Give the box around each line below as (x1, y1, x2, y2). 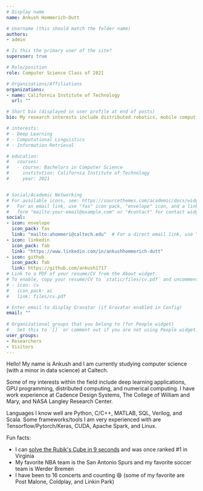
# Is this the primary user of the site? (6, 48, 112, 54)
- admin (6, 37, 26, 43)
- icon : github (6, 254, 45, 260)
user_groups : (6, 332, 39, 338)
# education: (6, 153, 39, 159)
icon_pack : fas (11, 225, 50, 232)
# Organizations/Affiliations (6, 81, 83, 87)
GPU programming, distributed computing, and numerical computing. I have (6, 385, 195, 392)
